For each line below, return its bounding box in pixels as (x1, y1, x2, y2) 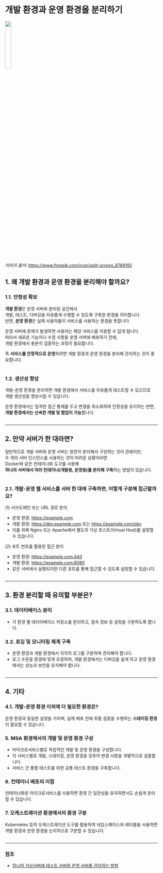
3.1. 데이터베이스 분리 (5, 607, 52, 614)
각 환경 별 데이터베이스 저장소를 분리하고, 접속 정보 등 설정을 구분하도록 (12, 619, 147, 624)
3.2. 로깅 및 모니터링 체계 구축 (5, 638, 71, 645)
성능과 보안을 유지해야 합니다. (25, 662, 81, 668)
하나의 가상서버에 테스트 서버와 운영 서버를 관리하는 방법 (12, 862, 119, 868)
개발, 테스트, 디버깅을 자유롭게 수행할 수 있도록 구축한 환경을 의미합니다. (5, 312, 141, 318)
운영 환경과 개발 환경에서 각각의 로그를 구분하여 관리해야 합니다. (12, 650, 132, 656)
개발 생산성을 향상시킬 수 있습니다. (5, 393, 70, 399)
